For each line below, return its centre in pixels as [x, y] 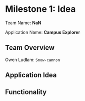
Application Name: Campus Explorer [43, 32]
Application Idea [31, 75]
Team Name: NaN [23, 23]
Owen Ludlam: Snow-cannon [33, 60]
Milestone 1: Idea [41, 9]
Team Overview [30, 48]
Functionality [26, 92]
